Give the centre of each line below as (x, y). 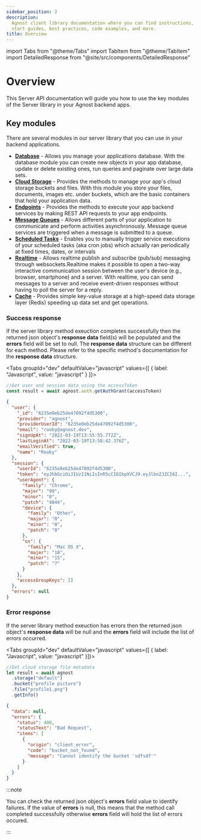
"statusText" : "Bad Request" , (55, 728)
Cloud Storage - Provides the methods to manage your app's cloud (98, 181)
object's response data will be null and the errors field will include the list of (100, 632)
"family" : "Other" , (52, 513)
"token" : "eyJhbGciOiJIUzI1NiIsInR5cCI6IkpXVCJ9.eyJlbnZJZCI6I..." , (104, 474)
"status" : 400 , (36, 722)
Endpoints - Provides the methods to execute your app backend (94, 207)
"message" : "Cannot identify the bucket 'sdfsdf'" (92, 756)
